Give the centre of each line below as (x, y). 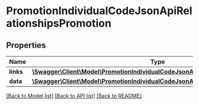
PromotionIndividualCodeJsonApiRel (99, 11)
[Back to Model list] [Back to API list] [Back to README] (74, 96)
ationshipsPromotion (59, 23)
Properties (26, 45)
